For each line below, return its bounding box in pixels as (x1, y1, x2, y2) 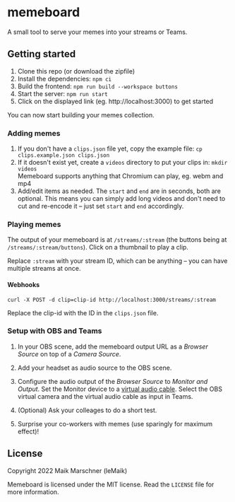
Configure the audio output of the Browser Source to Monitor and (17, 377, 208, 385)
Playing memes (7, 219, 61, 229)
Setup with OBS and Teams (7, 326, 102, 336)
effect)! (17, 427, 40, 436)
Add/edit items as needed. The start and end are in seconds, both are (17, 187, 221, 195)
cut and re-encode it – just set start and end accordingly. (17, 202, 184, 211)
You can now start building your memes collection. (7, 110, 155, 119)
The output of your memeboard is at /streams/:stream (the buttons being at (7, 235, 227, 244)
